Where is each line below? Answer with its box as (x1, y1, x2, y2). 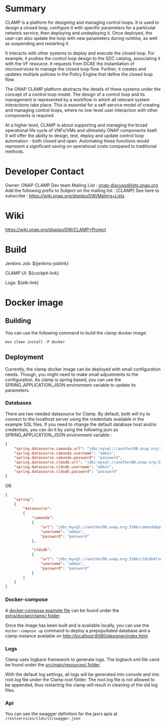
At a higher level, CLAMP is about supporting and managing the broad (5, 122, 148, 128)
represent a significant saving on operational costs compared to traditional (5, 143, 157, 149)
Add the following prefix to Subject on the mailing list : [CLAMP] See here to (5, 187, 160, 194)
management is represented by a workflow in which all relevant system (5, 96, 150, 102)
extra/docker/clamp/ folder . (5, 612, 61, 618)
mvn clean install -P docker (5, 339, 65, 344)
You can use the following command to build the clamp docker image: (5, 330, 147, 335)
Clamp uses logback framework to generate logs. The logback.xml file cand (5, 656, 160, 662)
